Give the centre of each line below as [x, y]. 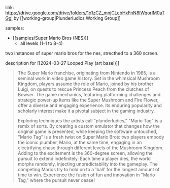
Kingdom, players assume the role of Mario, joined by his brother [86, 84]
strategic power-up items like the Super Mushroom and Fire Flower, [88, 100]
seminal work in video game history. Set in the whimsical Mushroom [89, 78]
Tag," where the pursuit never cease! [56, 180]
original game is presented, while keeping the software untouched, [88, 131]
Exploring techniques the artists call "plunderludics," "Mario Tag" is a [90, 121]
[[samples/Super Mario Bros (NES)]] [50, 38]
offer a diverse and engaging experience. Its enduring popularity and [90, 105]
